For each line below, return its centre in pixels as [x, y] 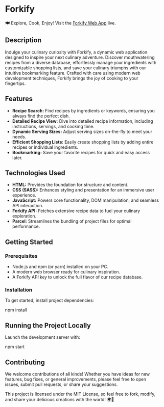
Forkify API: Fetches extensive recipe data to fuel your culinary [76, 211]
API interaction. [28, 206]
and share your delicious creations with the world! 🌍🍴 [59, 399]
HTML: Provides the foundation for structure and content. [70, 185]
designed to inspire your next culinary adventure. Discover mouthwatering [80, 57]
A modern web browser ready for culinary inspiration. [66, 272]
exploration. [24, 216]
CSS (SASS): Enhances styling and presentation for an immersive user [83, 190]
